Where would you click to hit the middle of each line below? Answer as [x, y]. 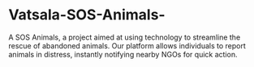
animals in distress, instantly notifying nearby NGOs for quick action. [123, 54]
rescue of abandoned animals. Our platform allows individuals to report [127, 45]
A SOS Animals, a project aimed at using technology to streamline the [125, 37]
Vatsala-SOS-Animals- [87, 15]
